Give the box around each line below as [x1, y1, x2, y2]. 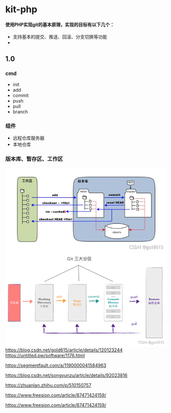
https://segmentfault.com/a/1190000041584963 [5, 362, 106, 368]
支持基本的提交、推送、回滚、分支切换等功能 [12, 34, 108, 40]
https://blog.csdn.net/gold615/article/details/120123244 [5, 347, 123, 353]
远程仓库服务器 [12, 135, 45, 141]
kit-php [5, 4, 37, 15]
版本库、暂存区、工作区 [5, 155, 63, 162]
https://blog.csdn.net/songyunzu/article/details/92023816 [5, 372, 128, 378]
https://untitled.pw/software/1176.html [5, 352, 85, 358]
